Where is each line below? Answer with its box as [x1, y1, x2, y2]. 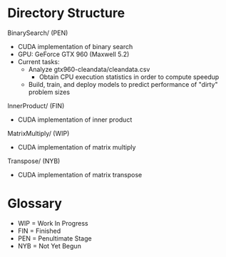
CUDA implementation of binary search [17, 42, 133, 51]
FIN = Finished [17, 226, 61, 235]
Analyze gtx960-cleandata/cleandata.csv [28, 65, 150, 73]
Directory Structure [7, 5, 125, 21]
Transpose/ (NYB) [7, 157, 61, 165]
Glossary [7, 196, 63, 211]
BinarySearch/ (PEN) [7, 28, 68, 37]
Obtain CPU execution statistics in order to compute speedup [38, 73, 220, 81]
